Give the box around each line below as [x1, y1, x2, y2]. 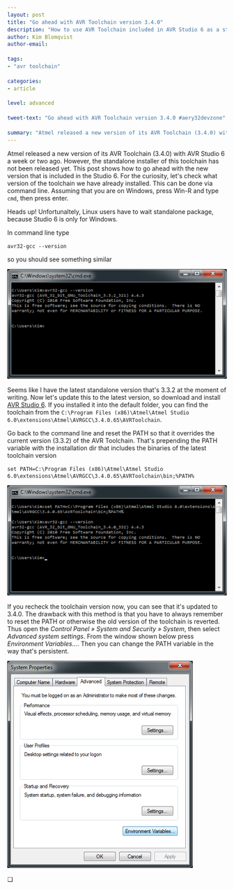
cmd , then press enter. [7, 194, 69, 202]
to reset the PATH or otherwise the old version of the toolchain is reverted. [7, 617, 221, 626]
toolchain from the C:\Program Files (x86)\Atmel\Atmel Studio [7, 408, 189, 417]
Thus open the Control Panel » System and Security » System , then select [7, 624, 220, 633]
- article [7, 85, 36, 92]
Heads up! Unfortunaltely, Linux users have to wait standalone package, [7, 207, 214, 216]
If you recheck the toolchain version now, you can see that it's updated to [7, 602, 218, 611]
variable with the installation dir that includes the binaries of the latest [7, 444, 207, 452]
